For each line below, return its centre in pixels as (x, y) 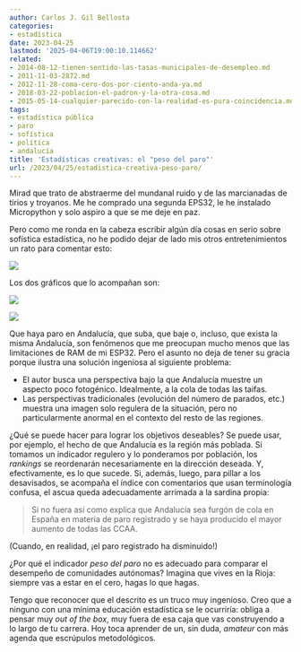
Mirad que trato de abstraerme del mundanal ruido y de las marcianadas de (149, 193)
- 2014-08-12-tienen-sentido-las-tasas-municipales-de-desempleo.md (140, 68)
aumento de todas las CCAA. (84, 529)
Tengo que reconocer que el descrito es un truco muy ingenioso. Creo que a (150, 600)
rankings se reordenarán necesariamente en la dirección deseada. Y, (137, 464)
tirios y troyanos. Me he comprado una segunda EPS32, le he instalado (140, 203)
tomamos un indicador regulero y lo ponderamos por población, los (133, 455)
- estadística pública (52, 117)
